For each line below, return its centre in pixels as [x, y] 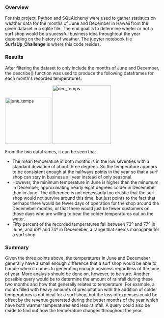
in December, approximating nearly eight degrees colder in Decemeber [84, 187]
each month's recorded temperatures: [43, 78]
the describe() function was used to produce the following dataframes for [79, 73]
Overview [17, 7]
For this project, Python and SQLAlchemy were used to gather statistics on [81, 18]
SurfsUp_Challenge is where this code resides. [53, 44]
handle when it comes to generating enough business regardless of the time [82, 268]
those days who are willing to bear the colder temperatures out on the [83, 213]
